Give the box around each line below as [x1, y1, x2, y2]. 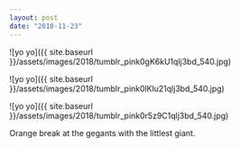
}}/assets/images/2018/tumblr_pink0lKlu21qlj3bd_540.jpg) [9, 83, 226, 94]
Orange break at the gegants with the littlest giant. [9, 127, 196, 138]
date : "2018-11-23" [9, 22, 83, 31]
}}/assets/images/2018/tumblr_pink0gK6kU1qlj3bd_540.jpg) [9, 56, 232, 67]
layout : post [9, 13, 59, 23]
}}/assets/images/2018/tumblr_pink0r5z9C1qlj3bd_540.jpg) [9, 110, 229, 121]
